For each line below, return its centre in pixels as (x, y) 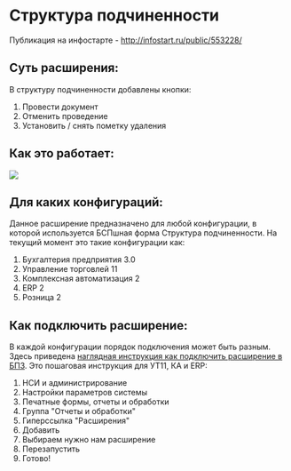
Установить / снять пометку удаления (94, 125)
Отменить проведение (65, 116)
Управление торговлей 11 (70, 269)
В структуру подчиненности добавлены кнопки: (100, 89)
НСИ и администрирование (75, 383)
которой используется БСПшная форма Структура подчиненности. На (143, 233)
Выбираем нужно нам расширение (89, 440)
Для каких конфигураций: (87, 202)
